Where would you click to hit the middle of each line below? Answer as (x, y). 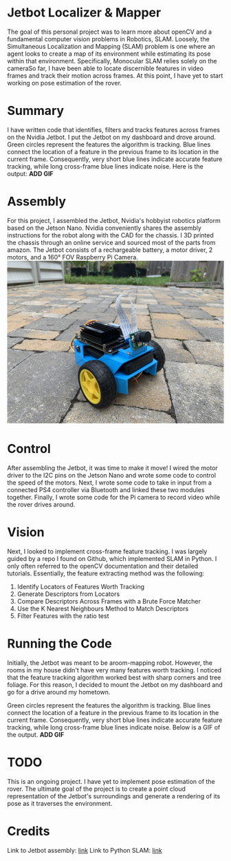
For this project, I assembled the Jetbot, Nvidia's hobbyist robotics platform (114, 220)
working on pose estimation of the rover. (65, 83)
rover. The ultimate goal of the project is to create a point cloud (96, 789)
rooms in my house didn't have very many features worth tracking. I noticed (114, 670)
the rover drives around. (41, 504)
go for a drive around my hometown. (59, 692)
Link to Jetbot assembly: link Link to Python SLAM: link (85, 850)
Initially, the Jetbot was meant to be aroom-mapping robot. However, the (110, 663)
